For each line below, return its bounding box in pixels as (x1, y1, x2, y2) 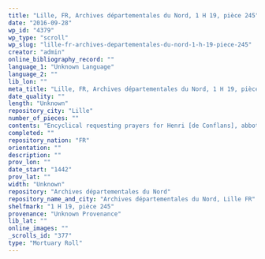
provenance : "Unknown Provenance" (8, 210, 122, 218)
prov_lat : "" (8, 173, 51, 182)
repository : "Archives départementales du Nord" (8, 187, 171, 196)
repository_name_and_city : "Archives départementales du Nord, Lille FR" (8, 195, 256, 203)
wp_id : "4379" (8, 26, 55, 34)
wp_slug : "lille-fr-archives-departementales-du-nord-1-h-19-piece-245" (8, 41, 252, 49)
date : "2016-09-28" (8, 19, 73, 27)
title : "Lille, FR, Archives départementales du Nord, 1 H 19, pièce (8, 11, 242, 20)
